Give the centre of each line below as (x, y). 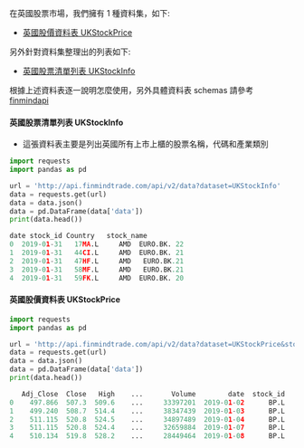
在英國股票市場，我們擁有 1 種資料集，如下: (90, 13)
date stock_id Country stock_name (78, 236)
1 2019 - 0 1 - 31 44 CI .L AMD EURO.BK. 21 (96, 253)
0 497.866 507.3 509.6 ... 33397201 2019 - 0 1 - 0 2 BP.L (147, 402)
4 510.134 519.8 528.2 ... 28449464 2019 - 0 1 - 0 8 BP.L (147, 436)
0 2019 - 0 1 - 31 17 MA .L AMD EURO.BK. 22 (96, 244)
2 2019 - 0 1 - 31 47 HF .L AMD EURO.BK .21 (96, 261)
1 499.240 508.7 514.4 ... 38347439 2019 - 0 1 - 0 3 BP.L (147, 411)
